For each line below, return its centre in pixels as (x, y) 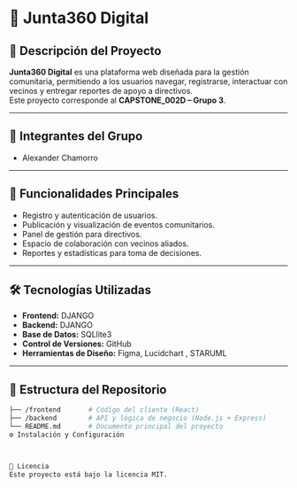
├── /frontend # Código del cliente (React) (104, 410)
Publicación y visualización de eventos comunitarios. (118, 224)
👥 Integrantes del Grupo (76, 136)
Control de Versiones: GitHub (77, 344)
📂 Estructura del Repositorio (88, 389)
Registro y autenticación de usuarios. (89, 215)
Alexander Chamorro (60, 158)
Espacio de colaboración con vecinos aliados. (105, 244)
